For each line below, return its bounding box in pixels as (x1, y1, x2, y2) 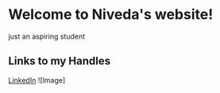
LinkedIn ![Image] (8, 75, 66, 84)
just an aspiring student (8, 32, 86, 41)
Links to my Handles (8, 54, 111, 68)
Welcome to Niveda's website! (8, 6, 214, 24)
